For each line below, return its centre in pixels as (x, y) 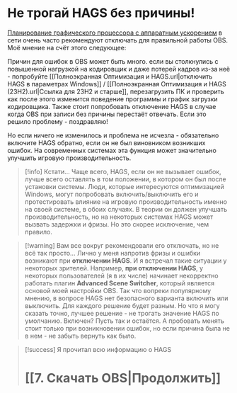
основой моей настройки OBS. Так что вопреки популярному (118, 290)
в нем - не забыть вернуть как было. (80, 336)
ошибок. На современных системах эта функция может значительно (112, 150)
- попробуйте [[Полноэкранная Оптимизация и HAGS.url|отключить (110, 76)
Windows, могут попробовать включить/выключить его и (111, 194)
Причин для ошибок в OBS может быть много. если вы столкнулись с (113, 61)
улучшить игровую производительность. (69, 158)
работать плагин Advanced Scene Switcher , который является (119, 283)
